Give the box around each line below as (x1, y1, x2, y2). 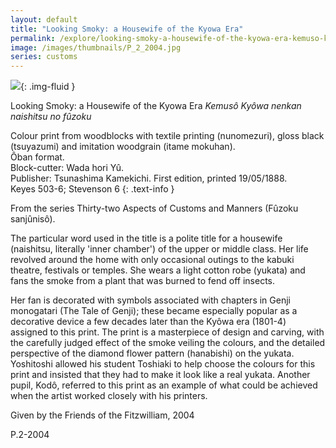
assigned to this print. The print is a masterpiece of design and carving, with (10, 326, 325, 338)
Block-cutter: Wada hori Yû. (10, 162, 125, 174)
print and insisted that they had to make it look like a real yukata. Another (10, 369, 311, 381)
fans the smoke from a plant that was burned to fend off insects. (10, 275, 276, 287)
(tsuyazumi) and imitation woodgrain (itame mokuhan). (10, 141, 236, 153)
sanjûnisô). (10, 213, 56, 225)
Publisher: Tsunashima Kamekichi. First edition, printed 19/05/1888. (10, 172, 288, 185)
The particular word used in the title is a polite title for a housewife (10, 232, 283, 245)
